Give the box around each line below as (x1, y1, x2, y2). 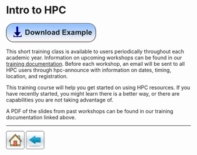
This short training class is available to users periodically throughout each (6, 48, 185, 55)
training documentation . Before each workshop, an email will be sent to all (6, 60, 185, 67)
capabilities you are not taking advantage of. (6, 96, 113, 103)
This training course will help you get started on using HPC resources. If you (6, 84, 191, 91)
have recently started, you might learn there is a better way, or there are (6, 90, 180, 97)
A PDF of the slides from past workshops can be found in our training (6, 107, 174, 114)
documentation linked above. (6, 114, 76, 121)
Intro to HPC (6, 3, 66, 17)
